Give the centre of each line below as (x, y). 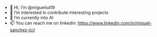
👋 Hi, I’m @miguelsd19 (32, 7)
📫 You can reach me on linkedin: (43, 23)
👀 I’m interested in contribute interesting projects (59, 12)
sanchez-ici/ (22, 30)
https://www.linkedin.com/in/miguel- (115, 23)
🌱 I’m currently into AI (32, 18)
